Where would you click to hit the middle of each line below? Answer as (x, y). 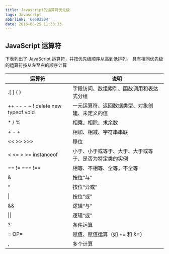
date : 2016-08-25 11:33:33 (33, 24)
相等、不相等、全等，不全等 (105, 168)
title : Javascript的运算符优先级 (37, 10)
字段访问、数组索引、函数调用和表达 (115, 89)
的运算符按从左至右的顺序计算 (36, 65)
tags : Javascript (23, 15)
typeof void (21, 113)
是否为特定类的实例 (105, 159)
